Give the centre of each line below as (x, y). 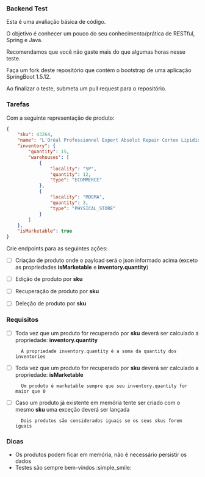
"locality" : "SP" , (73, 169)
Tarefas (18, 104)
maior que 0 (30, 391)
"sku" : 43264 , (35, 135)
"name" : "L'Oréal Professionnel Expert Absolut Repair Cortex (98, 140)
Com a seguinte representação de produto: (60, 118)
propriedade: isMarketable (49, 374)
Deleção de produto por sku (51, 304)
